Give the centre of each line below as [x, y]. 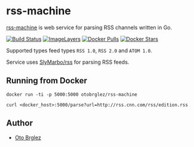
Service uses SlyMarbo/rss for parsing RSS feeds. [68, 62]
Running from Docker [47, 81]
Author [19, 123]
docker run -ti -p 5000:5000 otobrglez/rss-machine [72, 94]
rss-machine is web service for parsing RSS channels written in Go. [89, 27]
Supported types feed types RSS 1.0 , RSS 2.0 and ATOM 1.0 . [79, 50]
